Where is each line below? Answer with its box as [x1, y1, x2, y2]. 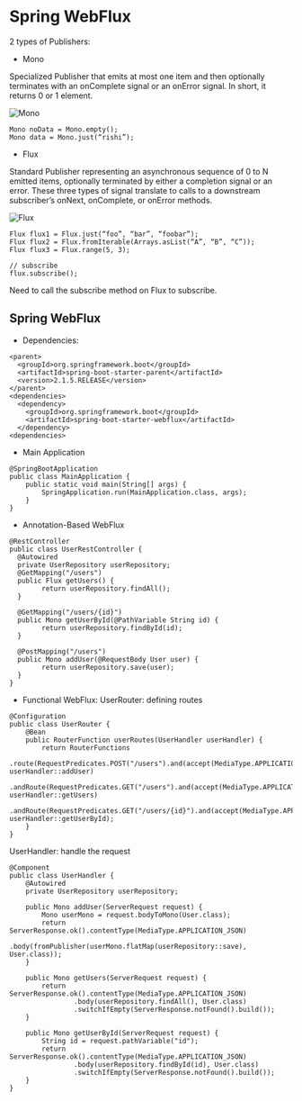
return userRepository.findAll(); [41, 583, 171, 593]
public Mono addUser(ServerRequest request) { [25, 902, 203, 911]
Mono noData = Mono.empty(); [9, 124, 119, 134]
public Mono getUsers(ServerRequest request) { [25, 973, 207, 982]
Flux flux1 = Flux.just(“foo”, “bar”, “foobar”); [9, 230, 200, 239]
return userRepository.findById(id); [41, 623, 182, 632]
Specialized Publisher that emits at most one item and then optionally [9, 70, 265, 82]
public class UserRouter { [9, 719, 111, 728]
